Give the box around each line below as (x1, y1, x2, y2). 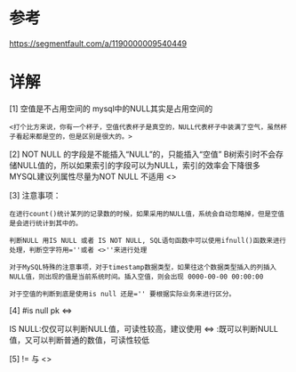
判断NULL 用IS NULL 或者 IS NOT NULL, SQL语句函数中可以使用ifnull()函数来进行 (9, 236, 286, 245)
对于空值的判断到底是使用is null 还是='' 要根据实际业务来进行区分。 (9, 289, 236, 298)
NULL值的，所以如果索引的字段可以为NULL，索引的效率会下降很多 (16, 159, 260, 170)
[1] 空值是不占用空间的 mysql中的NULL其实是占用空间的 (9, 103, 213, 114)
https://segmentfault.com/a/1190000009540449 (9, 37, 188, 49)
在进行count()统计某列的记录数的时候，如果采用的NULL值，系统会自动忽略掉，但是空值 (9, 209, 284, 218)
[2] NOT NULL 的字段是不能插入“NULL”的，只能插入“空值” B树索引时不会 (9, 149, 276, 159)
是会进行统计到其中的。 (9, 219, 83, 228)
